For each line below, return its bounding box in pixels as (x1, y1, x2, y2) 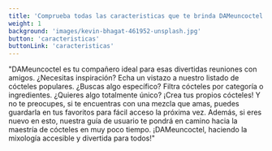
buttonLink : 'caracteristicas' (8, 42, 114, 50)
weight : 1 (8, 19, 42, 28)
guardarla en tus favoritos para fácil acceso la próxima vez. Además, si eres (8, 107, 262, 118)
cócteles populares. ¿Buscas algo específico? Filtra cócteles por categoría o (8, 82, 264, 92)
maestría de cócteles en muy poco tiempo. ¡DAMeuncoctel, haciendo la (8, 125, 248, 135)
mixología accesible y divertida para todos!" (8, 133, 156, 143)
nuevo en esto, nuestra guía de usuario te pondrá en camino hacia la (8, 116, 238, 126)
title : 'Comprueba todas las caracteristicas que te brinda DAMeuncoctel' (8, 11, 267, 20)
